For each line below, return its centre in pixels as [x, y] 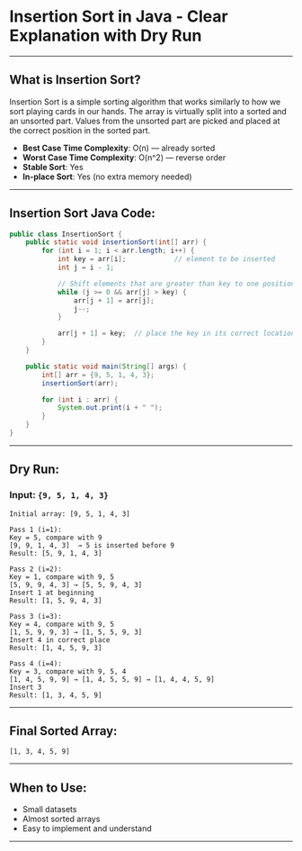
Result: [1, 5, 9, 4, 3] [56, 601]
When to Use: [48, 788]
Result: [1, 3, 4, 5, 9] [56, 695]
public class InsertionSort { [66, 234]
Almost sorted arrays [61, 819]
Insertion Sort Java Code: [82, 213]
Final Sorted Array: [63, 731]
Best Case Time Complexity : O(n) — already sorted [119, 148]
